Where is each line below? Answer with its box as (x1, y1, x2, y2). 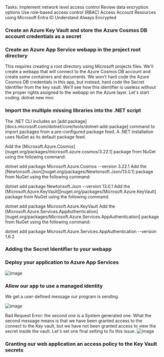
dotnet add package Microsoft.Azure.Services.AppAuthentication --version (5, 228, 157, 234)
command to (129, 123, 155, 129)
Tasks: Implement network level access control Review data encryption (5, 4, 148, 10)
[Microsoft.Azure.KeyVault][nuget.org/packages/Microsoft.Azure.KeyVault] (5, 189, 157, 194)
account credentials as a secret (5, 33, 82, 40)
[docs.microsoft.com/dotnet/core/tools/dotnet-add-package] (5, 123, 129, 129)
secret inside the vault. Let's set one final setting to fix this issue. (5, 329, 136, 334)
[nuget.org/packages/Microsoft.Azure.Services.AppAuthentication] (5, 214, 141, 220)
